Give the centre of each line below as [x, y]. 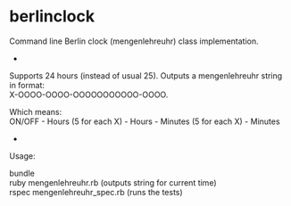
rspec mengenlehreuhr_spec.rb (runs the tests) [96, 192]
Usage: [22, 156]
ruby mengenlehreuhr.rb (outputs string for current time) [113, 182]
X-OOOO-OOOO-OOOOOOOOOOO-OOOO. [89, 95]
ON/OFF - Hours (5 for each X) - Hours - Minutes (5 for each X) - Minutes [145, 121]
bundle [22, 173]
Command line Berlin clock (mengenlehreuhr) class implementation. [134, 41]
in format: [27, 85]
